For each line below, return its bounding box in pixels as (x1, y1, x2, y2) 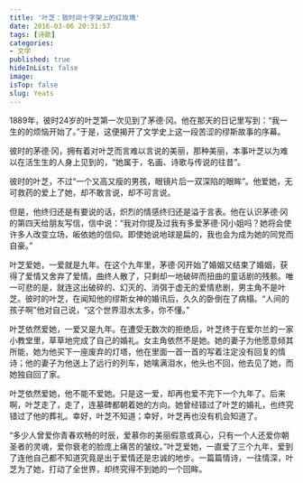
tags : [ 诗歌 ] (9, 30, 56, 39)
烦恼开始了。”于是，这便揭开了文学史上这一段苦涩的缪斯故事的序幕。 (32, 125, 286, 136)
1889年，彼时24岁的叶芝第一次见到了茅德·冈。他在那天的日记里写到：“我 (9, 115, 280, 125)
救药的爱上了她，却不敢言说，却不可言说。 (16, 187, 176, 198)
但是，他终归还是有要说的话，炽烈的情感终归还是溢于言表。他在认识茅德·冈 (9, 206, 289, 217)
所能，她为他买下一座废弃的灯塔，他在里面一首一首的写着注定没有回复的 (9, 346, 278, 357)
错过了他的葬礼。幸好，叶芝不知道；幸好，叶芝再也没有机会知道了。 (9, 410, 262, 421)
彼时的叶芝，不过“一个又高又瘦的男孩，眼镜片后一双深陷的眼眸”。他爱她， (9, 175, 286, 186)
